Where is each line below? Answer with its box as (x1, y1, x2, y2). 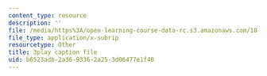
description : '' (8, 19, 62, 27)
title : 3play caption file (8, 48, 98, 56)
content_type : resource (8, 11, 87, 20)
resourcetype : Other (8, 41, 77, 49)
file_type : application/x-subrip (8, 33, 119, 42)
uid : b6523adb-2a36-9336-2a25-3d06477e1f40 (8, 56, 155, 64)
